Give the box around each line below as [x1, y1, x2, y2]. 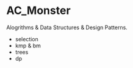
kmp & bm [15, 42, 41, 49]
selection [15, 35, 38, 42]
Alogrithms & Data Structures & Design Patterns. [6, 24, 128, 31]
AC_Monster [6, 4, 71, 18]
